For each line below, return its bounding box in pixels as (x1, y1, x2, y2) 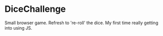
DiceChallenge (4, 3, 66, 15)
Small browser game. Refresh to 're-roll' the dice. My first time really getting (4, 20, 159, 26)
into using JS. (4, 25, 32, 31)
